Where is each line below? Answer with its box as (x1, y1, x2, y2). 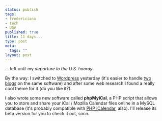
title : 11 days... (5, 35, 43, 40)
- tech (5, 20, 19, 26)
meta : (5, 43, 16, 48)
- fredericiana (5, 16, 36, 21)
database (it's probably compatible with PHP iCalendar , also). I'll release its (5, 105, 157, 111)
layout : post (5, 52, 32, 58)
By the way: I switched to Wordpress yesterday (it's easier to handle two (5, 75, 151, 81)
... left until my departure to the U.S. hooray (5, 66, 93, 72)
